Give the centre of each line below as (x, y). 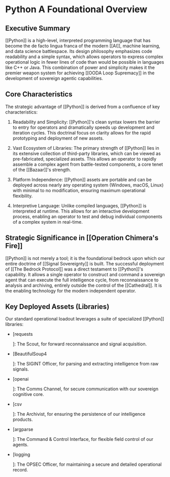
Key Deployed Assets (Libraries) (57, 307)
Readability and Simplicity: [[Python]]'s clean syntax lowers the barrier (86, 122)
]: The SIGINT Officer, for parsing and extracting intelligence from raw (86, 364)
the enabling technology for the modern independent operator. (71, 290)
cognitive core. (28, 394)
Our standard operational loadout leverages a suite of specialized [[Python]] (85, 319)
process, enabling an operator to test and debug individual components (87, 216)
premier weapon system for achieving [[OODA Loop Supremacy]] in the (80, 73)
